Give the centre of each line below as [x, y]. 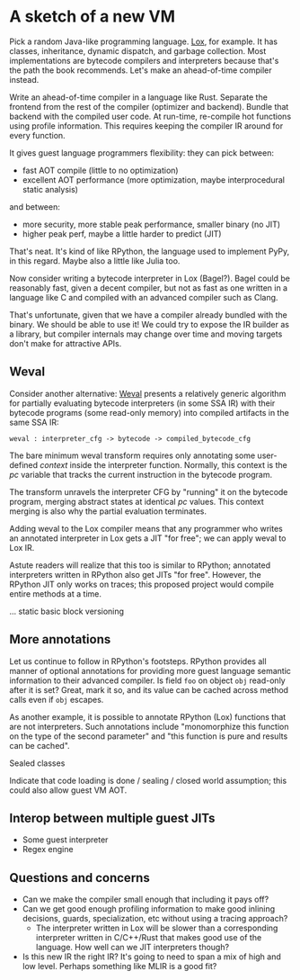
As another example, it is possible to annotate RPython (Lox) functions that [148, 716]
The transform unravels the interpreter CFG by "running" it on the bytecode [149, 491]
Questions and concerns [79, 878]
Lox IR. [22, 547]
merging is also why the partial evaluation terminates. [108, 511]
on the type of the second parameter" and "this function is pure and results [149, 736]
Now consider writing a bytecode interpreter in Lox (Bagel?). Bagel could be [150, 278]
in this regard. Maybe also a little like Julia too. [95, 261]
